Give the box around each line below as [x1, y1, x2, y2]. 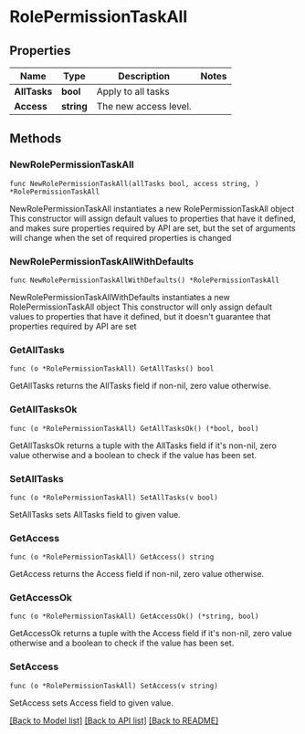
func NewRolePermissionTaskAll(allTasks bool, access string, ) [9, 179, 259, 188]
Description [118, 70, 171, 82]
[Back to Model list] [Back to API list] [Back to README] [9, 715, 219, 726]
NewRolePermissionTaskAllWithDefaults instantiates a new [9, 291, 230, 302]
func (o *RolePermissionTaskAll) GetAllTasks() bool [9, 364, 215, 373]
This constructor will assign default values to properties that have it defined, [9, 213, 297, 224]
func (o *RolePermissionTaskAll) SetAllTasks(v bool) [9, 493, 219, 502]
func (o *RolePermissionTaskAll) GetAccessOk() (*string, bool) [9, 612, 259, 622]
